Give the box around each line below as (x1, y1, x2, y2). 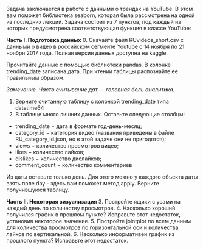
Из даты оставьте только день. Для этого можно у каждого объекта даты (6, 173, 198, 180)
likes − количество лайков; (15, 149, 85, 155)
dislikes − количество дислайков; (15, 155, 102, 162)
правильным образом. (6, 74, 65, 81)
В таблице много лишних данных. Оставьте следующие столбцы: (15, 111, 185, 118)
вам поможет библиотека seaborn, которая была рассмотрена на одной (6, 12, 195, 19)
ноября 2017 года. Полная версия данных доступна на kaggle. (6, 49, 168, 57)
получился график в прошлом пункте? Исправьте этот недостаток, (6, 211, 181, 218)
